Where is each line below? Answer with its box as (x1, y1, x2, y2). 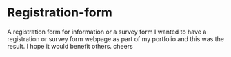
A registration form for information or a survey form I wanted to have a (7, 27, 207, 36)
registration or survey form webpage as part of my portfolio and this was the (7, 34, 224, 43)
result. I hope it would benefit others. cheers (7, 42, 133, 50)
